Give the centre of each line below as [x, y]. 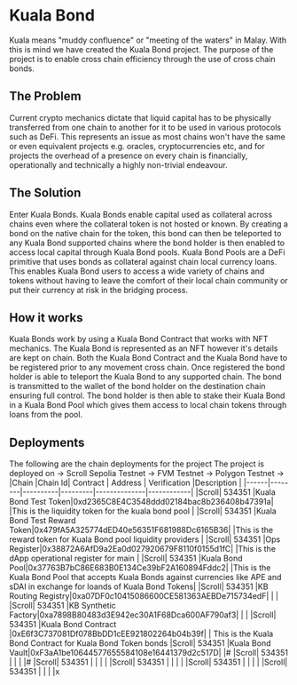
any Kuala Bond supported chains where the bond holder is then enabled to [147, 243]
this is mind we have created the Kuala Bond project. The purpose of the [141, 49]
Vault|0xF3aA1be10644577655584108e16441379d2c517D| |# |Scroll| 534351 [148, 653]
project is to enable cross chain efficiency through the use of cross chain [143, 59]
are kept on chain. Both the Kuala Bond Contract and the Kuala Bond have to [148, 358]
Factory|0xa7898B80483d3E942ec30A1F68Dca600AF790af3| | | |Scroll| [143, 615]
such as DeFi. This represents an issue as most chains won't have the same [147, 136]
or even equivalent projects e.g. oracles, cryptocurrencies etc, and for [137, 146]
